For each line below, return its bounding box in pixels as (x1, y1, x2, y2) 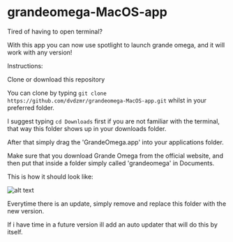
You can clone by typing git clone (7, 89, 107, 97)
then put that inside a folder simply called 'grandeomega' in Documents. (7, 158, 215, 167)
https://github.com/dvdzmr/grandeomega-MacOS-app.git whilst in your (7, 96, 207, 105)
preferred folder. (7, 103, 54, 112)
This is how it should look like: (7, 172, 93, 181)
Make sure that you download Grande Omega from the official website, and (7, 151, 223, 160)
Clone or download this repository (7, 75, 105, 84)
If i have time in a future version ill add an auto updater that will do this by (7, 220, 218, 229)
